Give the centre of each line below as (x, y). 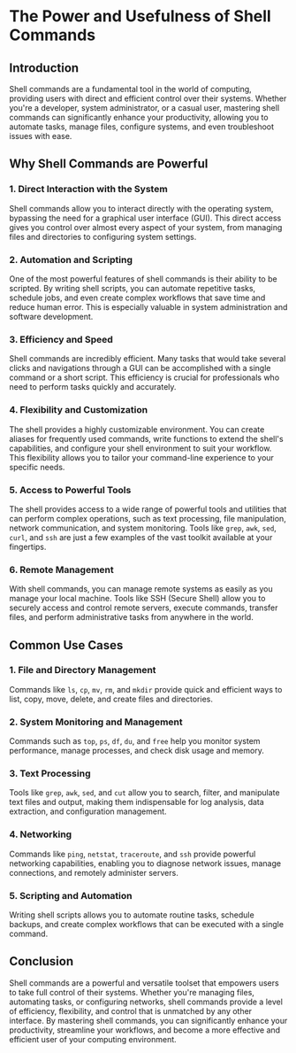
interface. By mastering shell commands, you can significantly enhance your (148, 1020)
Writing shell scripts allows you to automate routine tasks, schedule (132, 915)
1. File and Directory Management (83, 670)
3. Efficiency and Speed (61, 339)
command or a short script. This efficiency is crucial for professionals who (144, 377)
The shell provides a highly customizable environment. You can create (137, 429)
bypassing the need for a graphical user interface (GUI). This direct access (145, 218)
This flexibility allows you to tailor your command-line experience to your (141, 457)
